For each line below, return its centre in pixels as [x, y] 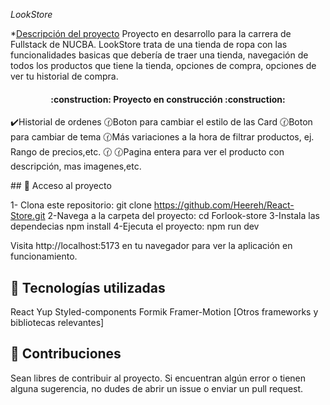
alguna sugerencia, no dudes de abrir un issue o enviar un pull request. [157, 388]
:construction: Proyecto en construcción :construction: [168, 99]
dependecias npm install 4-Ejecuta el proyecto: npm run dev [135, 226]
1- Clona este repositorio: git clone [81, 205]
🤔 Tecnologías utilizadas [88, 287]
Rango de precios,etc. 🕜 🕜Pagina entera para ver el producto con [147, 152]
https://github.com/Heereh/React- [224, 205]
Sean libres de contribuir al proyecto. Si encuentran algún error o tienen [158, 378]
